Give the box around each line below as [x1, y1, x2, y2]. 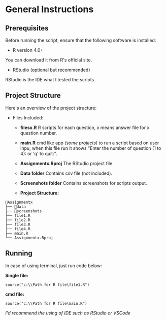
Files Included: [12, 114, 44, 120]
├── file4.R [5, 226, 30, 232]
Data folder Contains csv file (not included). [20, 170, 113, 176]
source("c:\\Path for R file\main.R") [5, 301, 87, 306]
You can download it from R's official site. [5, 57, 92, 63]
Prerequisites [5, 24, 49, 33]
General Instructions [5, 4, 94, 15]
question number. [20, 130, 57, 136]
